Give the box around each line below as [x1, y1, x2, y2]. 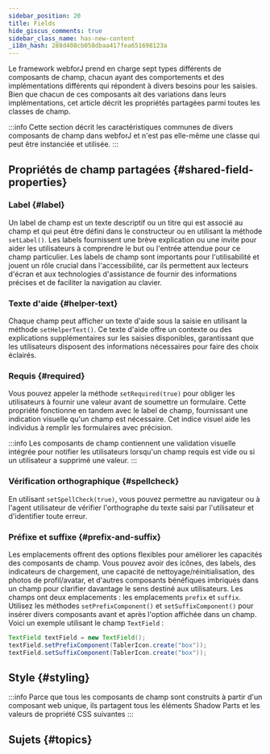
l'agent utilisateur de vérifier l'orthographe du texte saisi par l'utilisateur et [8, 503, 255, 512]
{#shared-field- [172, 163, 254, 176]
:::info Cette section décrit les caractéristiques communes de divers [8, 122, 234, 132]
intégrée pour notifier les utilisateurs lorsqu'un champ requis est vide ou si [8, 447, 255, 457]
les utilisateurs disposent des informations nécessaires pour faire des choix [8, 342, 260, 351]
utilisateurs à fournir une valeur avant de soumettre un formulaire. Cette [8, 397, 247, 407]
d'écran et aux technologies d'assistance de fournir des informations [8, 269, 238, 279]
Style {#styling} [8, 671, 90, 685]
